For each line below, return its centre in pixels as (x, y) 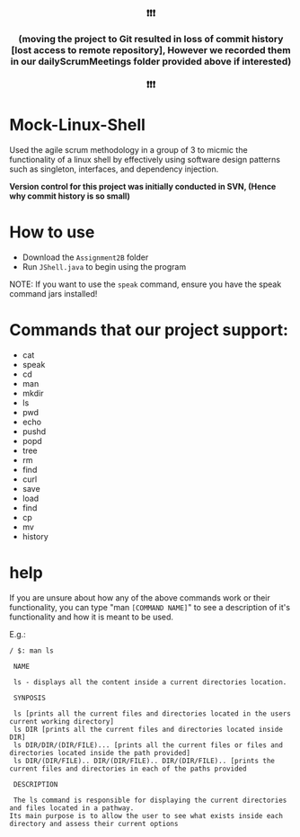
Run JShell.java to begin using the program (104, 266)
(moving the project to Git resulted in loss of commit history (151, 39)
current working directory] (62, 721)
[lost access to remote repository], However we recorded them (151, 49)
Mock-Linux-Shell (78, 125)
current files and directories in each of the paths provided (128, 769)
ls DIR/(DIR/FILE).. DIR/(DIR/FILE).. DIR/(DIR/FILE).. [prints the (144, 761)
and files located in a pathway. (72, 808)
